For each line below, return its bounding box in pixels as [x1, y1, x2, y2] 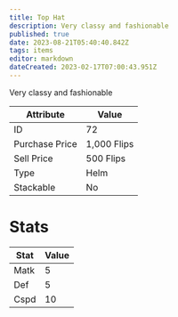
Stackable [13, 181, 56, 193]
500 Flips [85, 152, 126, 165]
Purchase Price [13, 137, 77, 150]
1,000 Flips [85, 137, 134, 150]
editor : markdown [9, 54, 74, 63]
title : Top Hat [9, 12, 66, 22]
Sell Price [13, 152, 53, 165]
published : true [9, 29, 69, 38]
